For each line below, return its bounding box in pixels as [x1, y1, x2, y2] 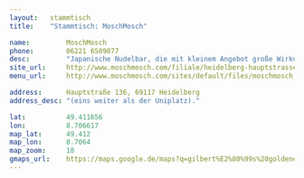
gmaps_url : [9, 155, 51, 164]
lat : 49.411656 [9, 112, 103, 122]
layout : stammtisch [9, 13, 91, 23]
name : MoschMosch [9, 38, 107, 47]
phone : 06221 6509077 [9, 46, 119, 55]
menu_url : [9, 71, 47, 81]
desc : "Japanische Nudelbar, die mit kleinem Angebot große [9, 55, 273, 64]
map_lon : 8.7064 [9, 137, 91, 147]
